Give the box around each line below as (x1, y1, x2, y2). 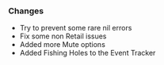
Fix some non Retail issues (19, 31, 107, 41)
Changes (8, 5, 44, 16)
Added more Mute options (19, 40, 105, 49)
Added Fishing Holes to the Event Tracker (19, 49, 156, 58)
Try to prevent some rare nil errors (19, 23, 132, 33)
